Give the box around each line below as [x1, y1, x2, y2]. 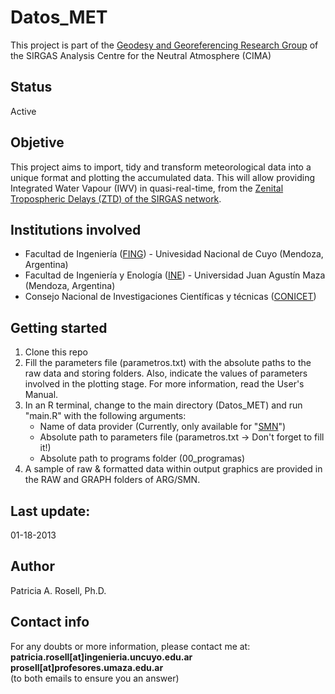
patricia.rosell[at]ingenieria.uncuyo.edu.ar [10, 651, 193, 663]
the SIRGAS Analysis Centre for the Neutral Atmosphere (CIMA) [10, 49, 272, 61]
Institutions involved [10, 221, 142, 238]
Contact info [10, 614, 90, 631]
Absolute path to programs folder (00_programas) [39, 452, 246, 465]
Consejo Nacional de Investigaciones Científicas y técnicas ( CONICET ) [24, 291, 317, 303]
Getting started [10, 319, 108, 336]
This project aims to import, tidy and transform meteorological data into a [10, 161, 312, 173]
